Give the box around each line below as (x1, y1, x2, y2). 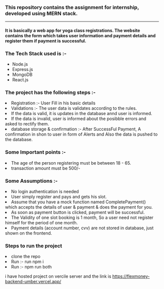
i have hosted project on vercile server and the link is (5, 273, 111, 279)
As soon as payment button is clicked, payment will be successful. (11, 210, 145, 216)
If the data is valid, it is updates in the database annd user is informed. (11, 111, 152, 117)
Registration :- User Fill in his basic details (11, 100, 96, 106)
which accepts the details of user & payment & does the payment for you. (5, 204, 153, 210)
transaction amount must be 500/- (11, 165, 81, 171)
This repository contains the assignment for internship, (5, 4, 139, 11)
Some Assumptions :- (5, 177, 58, 184)
